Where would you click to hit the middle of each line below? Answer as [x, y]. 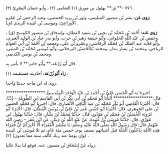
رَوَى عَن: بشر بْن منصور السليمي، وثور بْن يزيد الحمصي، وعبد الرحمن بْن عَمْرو [78, 17]
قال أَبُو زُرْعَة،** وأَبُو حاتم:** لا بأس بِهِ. [41, 63]
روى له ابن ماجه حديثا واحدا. [32, 83]
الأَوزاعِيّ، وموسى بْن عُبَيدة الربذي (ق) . [42, 23]
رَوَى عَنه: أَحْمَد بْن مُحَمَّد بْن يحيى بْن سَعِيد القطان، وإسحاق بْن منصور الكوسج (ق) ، [81, 32]
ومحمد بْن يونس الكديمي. [29, 54]
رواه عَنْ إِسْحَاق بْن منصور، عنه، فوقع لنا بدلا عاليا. [51, 145]
